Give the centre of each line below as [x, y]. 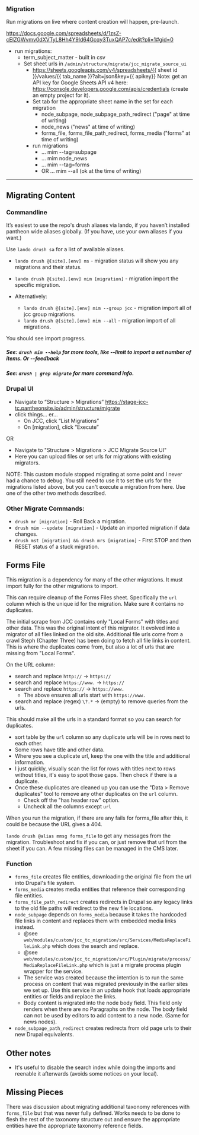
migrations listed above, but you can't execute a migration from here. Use [96, 486]
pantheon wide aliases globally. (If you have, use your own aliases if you [94, 231]
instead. [25, 927]
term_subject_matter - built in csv [64, 58]
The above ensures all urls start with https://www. [85, 695]
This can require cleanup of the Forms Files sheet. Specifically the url [92, 597]
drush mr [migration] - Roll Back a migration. [70, 521]
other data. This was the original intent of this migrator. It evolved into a [93, 628]
